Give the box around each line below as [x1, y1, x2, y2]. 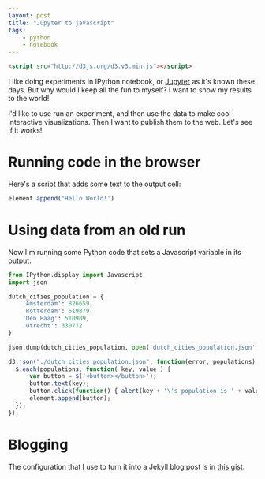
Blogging [8, 436, 69, 454]
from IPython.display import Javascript [8, 271, 144, 279]
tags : [8, 26, 26, 34]
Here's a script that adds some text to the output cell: [8, 179, 181, 189]
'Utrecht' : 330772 [22, 322, 83, 330]
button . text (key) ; [28, 380, 90, 387]
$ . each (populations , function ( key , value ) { [15, 365, 171, 373]
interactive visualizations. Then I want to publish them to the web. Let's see [8, 118, 253, 126]
